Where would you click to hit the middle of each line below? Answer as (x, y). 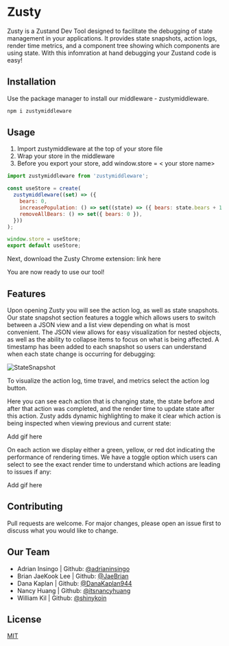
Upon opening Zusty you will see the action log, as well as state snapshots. (113, 310)
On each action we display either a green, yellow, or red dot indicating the (111, 450)
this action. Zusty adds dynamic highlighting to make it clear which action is (114, 416)
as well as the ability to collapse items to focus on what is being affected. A (113, 339)
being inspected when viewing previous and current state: (89, 423)
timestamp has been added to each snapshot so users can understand (107, 347)
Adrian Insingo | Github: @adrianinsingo (73, 568)
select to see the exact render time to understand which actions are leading (114, 464)
